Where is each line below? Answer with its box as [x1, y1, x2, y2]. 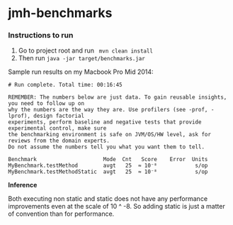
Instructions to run [8, 31, 74, 40]
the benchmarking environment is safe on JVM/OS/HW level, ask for [8, 131, 212, 138]
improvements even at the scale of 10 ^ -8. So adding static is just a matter [8, 202, 225, 211]
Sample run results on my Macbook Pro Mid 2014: [8, 67, 154, 76]
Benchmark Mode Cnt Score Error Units [8, 156, 208, 163]
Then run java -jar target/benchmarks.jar [18, 54, 146, 62]
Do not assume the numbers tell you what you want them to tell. [8, 143, 205, 150]
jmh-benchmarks [8, 5, 113, 21]
